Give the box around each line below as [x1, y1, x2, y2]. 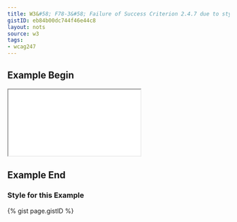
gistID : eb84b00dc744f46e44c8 [7, 17, 97, 24]
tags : [7, 37, 23, 44]
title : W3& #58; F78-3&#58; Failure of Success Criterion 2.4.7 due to [7, 10, 219, 18]
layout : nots [7, 23, 46, 30]
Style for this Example [7, 190, 85, 200]
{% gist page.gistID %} [7, 206, 74, 215]
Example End [7, 169, 66, 181]
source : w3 [7, 30, 39, 37]
